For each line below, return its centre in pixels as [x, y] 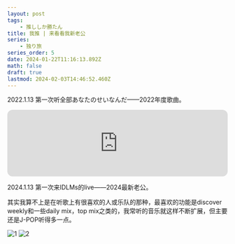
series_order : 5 [31, 53]
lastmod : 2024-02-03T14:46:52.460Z [59, 79]
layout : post [26, 14]
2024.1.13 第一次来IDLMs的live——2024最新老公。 [80, 187]
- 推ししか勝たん [41, 27]
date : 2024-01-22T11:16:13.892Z [54, 60]
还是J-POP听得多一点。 [41, 220]
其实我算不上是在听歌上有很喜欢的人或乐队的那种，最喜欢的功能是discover [115, 202]
